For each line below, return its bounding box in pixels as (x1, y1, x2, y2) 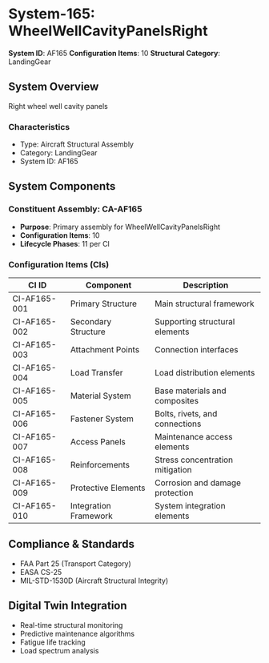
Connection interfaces (155, 344, 239, 356)
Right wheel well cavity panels (8, 101, 108, 110)
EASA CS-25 (19, 567, 62, 577)
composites (155, 396, 199, 407)
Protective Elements (70, 482, 146, 493)
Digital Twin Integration (8, 599, 127, 613)
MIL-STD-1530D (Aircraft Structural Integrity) (19, 576, 169, 585)
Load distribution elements (155, 368, 255, 379)
